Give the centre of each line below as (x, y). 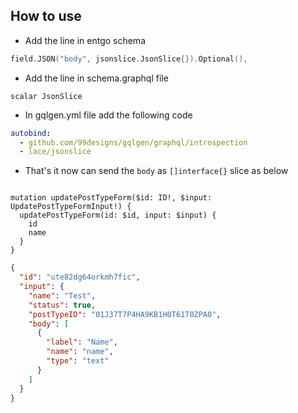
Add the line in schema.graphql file (96, 78)
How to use (46, 16)
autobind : (31, 133)
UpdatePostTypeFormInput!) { (71, 207)
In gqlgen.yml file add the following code (108, 115)
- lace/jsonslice (55, 152)
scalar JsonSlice (46, 96)
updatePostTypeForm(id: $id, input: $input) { (118, 215)
